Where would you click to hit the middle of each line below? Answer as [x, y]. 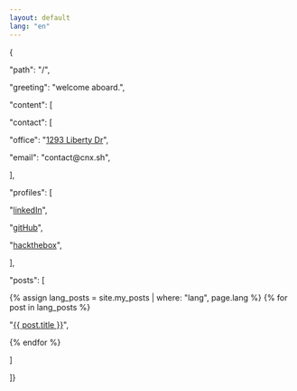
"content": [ [31, 104]
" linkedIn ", [28, 210]
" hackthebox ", [36, 244]
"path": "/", [30, 70]
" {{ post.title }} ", [39, 324]
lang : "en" [30, 26]
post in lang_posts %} [50, 307]
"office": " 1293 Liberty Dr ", [59, 139]
